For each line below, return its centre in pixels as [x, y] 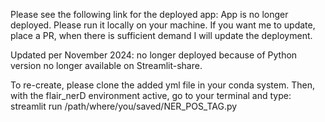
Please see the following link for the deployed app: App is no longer [149, 14]
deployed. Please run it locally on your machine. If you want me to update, [163, 25]
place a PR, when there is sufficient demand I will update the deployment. [161, 35]
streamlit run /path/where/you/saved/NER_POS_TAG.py [124, 106]
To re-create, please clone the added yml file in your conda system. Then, [162, 85]
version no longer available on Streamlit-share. [106, 65]
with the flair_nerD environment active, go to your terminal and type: [151, 95]
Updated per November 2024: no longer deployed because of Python [154, 55]
